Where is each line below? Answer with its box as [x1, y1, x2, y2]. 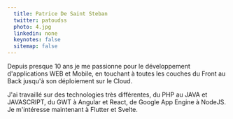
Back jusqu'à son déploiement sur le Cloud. [7, 77, 133, 85]
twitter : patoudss [13, 17, 68, 24]
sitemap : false [13, 43, 58, 50]
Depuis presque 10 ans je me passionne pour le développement [7, 62, 191, 70]
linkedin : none [13, 29, 58, 37]
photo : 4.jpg [13, 23, 52, 30]
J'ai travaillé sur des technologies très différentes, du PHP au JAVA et [7, 90, 208, 99]
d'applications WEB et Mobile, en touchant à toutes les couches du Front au [7, 69, 226, 78]
